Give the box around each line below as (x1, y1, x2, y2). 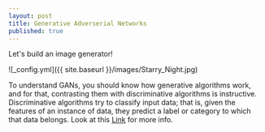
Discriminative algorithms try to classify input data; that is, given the (8, 98, 236, 108)
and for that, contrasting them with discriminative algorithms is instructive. (8, 89, 258, 99)
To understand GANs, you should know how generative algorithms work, (8, 80, 252, 90)
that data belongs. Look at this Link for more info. (8, 115, 173, 125)
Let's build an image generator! (8, 49, 114, 59)
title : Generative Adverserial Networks (8, 19, 148, 28)
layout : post (8, 11, 53, 20)
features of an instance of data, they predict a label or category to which (8, 106, 251, 116)
